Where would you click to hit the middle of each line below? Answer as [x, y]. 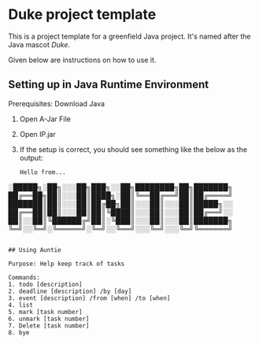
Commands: [24, 277]
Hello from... [43, 172]
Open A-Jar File [45, 119]
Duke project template [82, 15]
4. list [21, 305]
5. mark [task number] [45, 312]
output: [31, 157]
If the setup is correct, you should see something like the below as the [133, 149]
